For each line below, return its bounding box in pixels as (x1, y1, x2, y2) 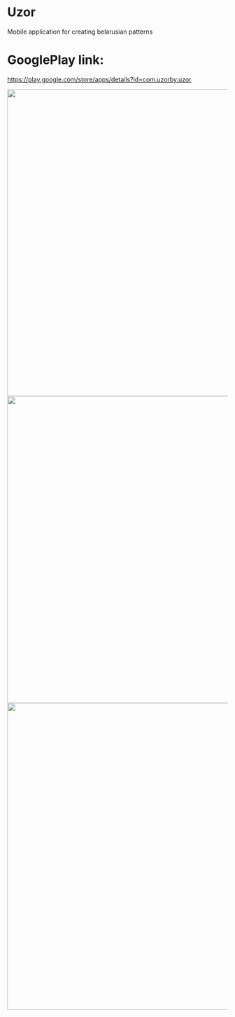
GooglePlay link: (7, 52, 104, 68)
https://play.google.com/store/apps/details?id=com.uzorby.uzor (7, 75, 192, 83)
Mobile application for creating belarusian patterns (7, 27, 153, 36)
